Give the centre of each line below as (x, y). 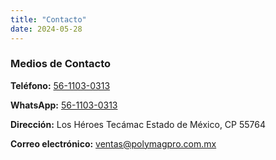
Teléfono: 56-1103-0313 (60, 85)
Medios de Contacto (61, 64)
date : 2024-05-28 (46, 29)
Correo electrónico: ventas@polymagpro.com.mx (113, 143)
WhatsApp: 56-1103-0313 (64, 105)
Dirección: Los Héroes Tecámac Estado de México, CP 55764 (138, 124)
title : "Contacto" (48, 19)
